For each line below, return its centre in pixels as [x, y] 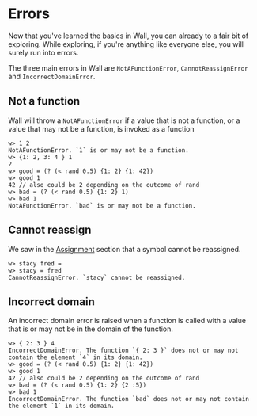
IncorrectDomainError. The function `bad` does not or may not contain [128, 399]
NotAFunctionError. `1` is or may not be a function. [99, 150]
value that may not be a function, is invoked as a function [101, 128]
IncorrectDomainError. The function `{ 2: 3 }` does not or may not [123, 351]
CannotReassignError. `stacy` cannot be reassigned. [97, 277]
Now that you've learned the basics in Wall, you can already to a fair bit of [128, 36]
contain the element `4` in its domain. [76, 357]
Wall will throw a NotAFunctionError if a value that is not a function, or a [124, 120]
